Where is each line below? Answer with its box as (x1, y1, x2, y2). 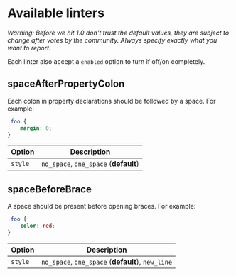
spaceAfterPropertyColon (7, 78, 125, 90)
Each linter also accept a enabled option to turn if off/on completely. (7, 57, 205, 65)
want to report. (7, 43, 51, 52)
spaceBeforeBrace (7, 183, 92, 195)
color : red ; (20, 222, 55, 230)
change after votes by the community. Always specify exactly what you (7, 35, 218, 44)
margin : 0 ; (20, 124, 53, 132)
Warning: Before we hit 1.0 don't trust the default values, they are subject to (7, 28, 230, 37)
